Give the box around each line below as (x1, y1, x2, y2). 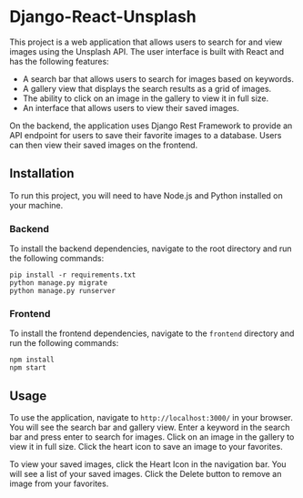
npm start (9, 363, 47, 372)
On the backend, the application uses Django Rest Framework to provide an (9, 120, 293, 131)
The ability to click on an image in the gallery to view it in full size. (22, 93, 269, 104)
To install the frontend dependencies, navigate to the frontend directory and (9, 328, 295, 339)
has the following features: (9, 56, 109, 66)
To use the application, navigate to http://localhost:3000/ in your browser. (9, 412, 294, 423)
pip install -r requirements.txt (9, 270, 136, 279)
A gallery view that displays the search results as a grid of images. (22, 83, 272, 94)
